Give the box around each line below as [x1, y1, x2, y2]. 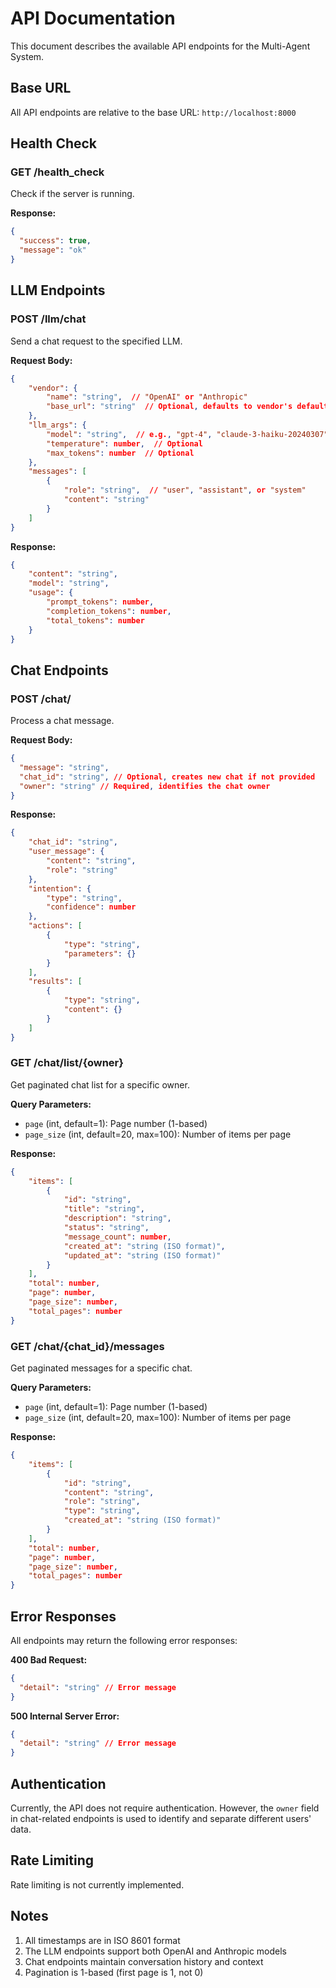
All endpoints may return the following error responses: [10, 1634, 238, 1646]
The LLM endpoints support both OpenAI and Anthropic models [24, 1945, 288, 1957]
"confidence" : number [46, 902, 137, 912]
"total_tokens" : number [46, 615, 145, 626]
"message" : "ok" [19, 245, 87, 256]
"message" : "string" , [19, 762, 110, 772]
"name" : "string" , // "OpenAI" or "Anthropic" [46, 392, 248, 402]
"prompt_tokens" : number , [46, 597, 155, 607]
